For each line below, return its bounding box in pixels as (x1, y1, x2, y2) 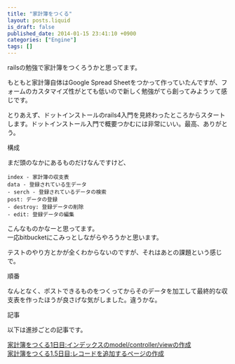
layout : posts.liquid (7, 17, 71, 24)
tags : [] (7, 43, 33, 50)
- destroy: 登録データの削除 (7, 203, 84, 211)
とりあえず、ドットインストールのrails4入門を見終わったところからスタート (7, 111, 226, 119)
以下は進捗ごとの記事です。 (7, 325, 87, 334)
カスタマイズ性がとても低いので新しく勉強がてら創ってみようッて (31, 87, 222, 95)
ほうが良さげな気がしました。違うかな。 (43, 296, 161, 303)
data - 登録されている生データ (7, 181, 87, 188)
